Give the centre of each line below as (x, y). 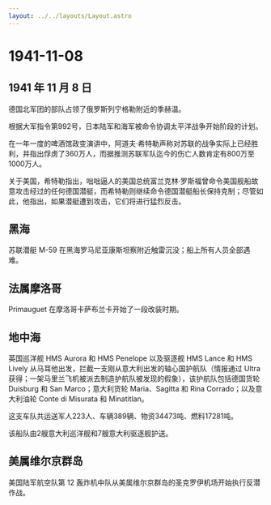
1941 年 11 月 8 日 (50, 88)
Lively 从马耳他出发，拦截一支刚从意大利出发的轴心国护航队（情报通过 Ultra (134, 369)
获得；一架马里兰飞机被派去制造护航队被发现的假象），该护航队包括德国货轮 (134, 379)
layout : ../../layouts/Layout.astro (70, 16)
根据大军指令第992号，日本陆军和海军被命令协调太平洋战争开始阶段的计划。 (135, 126)
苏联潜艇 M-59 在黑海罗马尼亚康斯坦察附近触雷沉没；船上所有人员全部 (126, 250)
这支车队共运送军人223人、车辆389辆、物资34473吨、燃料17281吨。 (123, 416)
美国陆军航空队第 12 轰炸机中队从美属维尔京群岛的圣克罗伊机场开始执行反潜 (135, 482)
